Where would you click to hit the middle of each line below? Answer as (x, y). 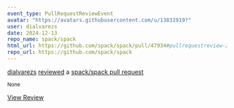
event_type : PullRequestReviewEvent (60, 13)
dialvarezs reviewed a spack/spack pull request (76, 72)
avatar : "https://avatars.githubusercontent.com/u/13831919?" (99, 20)
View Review (25, 97)
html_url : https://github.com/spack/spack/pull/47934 (87, 46)
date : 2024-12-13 (32, 33)
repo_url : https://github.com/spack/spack (70, 53)
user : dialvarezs (32, 26)
